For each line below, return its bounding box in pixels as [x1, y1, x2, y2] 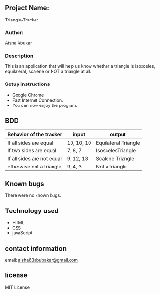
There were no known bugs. [5, 192, 62, 198]
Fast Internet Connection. [12, 97, 63, 103]
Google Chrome [12, 92, 44, 98]
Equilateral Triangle [96, 139, 140, 146]
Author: [5, 29, 24, 36]
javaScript [12, 230, 33, 236]
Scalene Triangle [96, 155, 135, 162]
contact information [5, 244, 67, 252]
